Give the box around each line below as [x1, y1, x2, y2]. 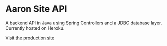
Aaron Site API [5, 3, 67, 15]
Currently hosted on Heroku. [5, 25, 65, 31]
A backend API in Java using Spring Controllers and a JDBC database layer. [5, 20, 162, 26]
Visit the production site [5, 35, 55, 41]
